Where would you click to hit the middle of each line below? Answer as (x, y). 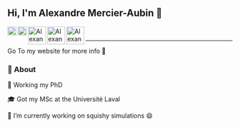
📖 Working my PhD (35, 85)
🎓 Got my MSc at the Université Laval (64, 99)
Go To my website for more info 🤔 (57, 51)
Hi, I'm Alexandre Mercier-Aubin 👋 (85, 13)
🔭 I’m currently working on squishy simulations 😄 (80, 116)
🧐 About (22, 69)
